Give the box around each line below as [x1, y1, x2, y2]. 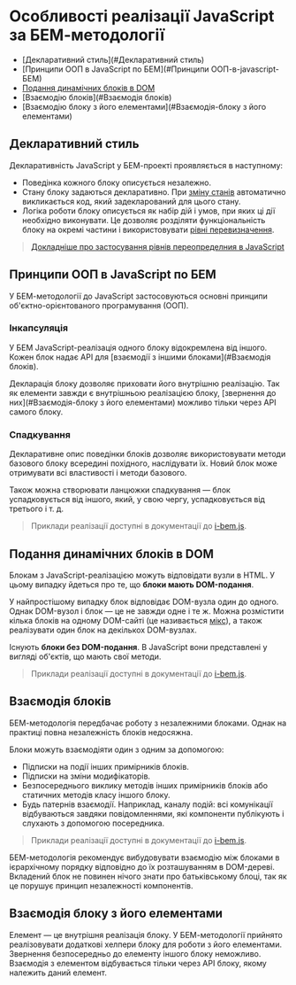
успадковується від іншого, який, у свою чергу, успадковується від [9, 494, 265, 505]
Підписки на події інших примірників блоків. [21, 761, 190, 772]
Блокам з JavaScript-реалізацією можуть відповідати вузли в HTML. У [9, 570, 276, 580]
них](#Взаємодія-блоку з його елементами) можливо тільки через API [9, 397, 277, 407]
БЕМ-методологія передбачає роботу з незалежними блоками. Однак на [9, 717, 287, 728]
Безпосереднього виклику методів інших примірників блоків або [21, 779, 268, 790]
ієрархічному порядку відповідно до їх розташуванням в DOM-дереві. [9, 861, 276, 872]
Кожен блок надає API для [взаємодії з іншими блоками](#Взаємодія [9, 352, 271, 362]
